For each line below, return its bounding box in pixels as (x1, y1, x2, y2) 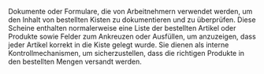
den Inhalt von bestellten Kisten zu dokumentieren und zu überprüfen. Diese (8, 15, 256, 24)
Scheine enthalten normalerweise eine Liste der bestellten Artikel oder (8, 24, 236, 32)
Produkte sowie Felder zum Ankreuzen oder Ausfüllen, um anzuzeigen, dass (8, 31, 256, 41)
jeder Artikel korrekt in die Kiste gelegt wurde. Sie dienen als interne (8, 40, 229, 50)
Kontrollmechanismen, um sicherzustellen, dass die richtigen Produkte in (8, 49, 245, 57)
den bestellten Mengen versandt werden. (8, 57, 142, 66)
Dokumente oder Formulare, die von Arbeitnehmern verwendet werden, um (8, 7, 253, 16)
